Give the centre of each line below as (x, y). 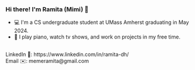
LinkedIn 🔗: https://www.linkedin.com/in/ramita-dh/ (67, 54)
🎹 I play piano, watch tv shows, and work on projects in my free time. (97, 37)
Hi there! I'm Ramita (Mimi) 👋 (47, 9)
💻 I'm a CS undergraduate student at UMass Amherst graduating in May (101, 22)
